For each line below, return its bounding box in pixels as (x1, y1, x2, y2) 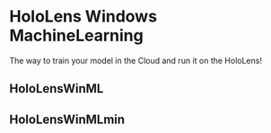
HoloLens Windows (9, 6, 158, 27)
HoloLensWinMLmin (9, 111, 126, 127)
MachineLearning (9, 25, 144, 46)
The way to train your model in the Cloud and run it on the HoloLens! (9, 55, 263, 66)
